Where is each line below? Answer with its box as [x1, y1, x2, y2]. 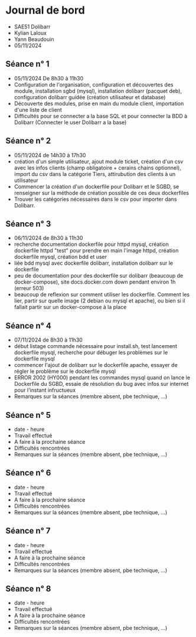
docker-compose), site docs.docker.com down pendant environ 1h [14, 278, 176, 285]
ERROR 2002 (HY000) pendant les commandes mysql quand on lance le [14, 374, 190, 381]
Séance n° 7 [5, 526, 51, 536]
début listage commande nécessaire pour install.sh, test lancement [14, 343, 178, 350]
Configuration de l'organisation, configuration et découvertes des [14, 81, 174, 88]
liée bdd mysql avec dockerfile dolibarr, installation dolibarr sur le [14, 259, 174, 266]
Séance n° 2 [5, 136, 51, 146]
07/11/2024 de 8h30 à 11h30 [14, 336, 83, 343]
